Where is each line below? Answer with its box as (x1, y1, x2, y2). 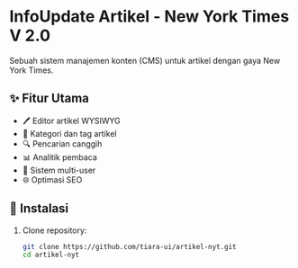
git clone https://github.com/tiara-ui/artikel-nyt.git (22, 242, 237, 251)
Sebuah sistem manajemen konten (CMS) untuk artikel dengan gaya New (9, 55, 281, 66)
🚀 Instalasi (9, 201, 69, 217)
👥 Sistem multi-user (22, 165, 96, 175)
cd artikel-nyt (22, 250, 80, 260)
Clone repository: (22, 225, 87, 236)
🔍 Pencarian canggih (22, 138, 103, 149)
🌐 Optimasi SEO (22, 174, 83, 185)
